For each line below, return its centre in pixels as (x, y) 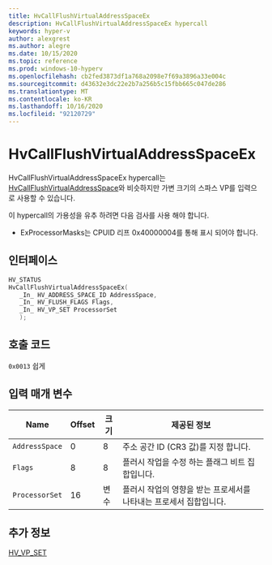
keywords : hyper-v (39, 31)
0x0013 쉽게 (27, 365)
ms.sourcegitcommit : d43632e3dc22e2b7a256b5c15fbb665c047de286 (117, 84)
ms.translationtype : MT (49, 91)
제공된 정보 (191, 425)
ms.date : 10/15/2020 (43, 54)
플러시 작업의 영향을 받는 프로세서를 (187, 490)
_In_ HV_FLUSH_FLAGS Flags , (66, 302)
